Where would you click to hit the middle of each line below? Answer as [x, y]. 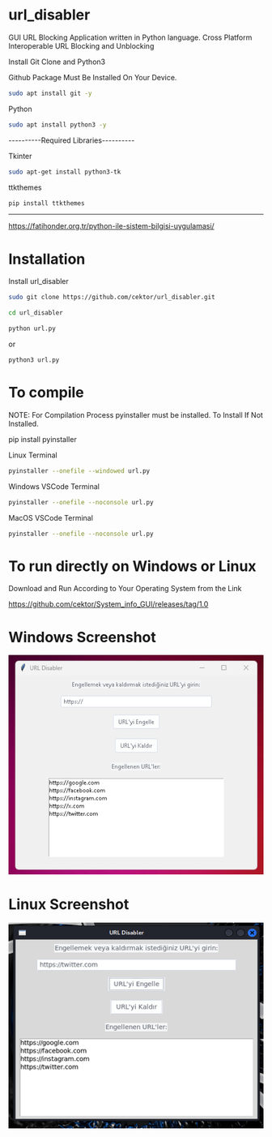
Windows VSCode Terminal [54, 486]
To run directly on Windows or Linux [132, 566]
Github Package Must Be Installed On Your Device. [93, 77]
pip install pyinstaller [42, 439]
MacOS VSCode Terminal [51, 517]
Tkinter [20, 156]
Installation [47, 259]
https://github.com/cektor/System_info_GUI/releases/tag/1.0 [108, 604]
